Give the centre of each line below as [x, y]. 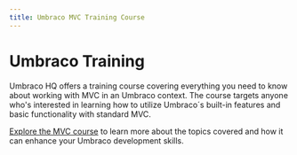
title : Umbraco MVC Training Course [77, 17]
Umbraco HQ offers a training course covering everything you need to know [148, 86]
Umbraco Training [77, 61]
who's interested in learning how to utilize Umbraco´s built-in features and [145, 105]
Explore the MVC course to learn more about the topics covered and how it [146, 131]
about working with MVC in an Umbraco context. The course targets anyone [149, 95]
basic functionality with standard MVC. [80, 114]
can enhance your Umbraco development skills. [96, 140]
